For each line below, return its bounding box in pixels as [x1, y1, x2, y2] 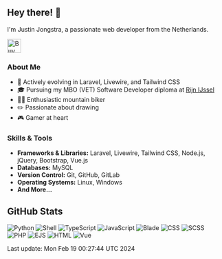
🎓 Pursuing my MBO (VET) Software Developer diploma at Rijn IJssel [16, 85, 215, 94]
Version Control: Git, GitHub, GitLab [16, 171, 120, 179]
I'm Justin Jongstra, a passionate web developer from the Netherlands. [7, 25, 209, 33]
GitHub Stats [7, 205, 63, 217]
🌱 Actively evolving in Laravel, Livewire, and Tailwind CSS [16, 78, 181, 86]
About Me [7, 62, 41, 72]
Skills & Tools [7, 134, 53, 143]
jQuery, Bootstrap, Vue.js [16, 156, 88, 165]
